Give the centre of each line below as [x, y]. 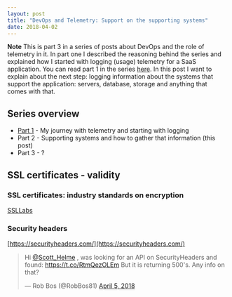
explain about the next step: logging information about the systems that [110, 77]
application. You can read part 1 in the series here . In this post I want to [110, 69]
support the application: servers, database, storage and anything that [108, 84]
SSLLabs [20, 210]
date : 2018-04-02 [33, 27]
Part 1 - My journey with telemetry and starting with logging [103, 131]
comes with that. [32, 91]
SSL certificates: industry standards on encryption [96, 195]
